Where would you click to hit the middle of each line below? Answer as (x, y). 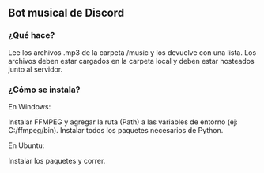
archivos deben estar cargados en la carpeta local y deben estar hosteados (131, 61)
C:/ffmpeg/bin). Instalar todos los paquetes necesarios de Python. (116, 130)
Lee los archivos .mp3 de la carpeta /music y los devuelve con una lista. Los (132, 52)
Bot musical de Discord (66, 13)
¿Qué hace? (32, 35)
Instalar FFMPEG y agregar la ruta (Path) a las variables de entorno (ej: (123, 122)
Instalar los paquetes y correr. (57, 160)
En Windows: (30, 106)
